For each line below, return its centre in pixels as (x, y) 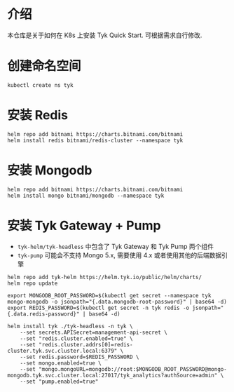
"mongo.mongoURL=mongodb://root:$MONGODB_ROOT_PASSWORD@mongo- (133, 369)
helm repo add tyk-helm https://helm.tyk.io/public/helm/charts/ (104, 277)
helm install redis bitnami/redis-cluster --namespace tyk (95, 140)
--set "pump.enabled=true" (59, 381)
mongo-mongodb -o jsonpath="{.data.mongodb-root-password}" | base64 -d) (117, 302)
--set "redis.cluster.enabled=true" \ (76, 338)
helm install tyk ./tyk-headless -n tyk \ (70, 326)
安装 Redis (38, 115)
